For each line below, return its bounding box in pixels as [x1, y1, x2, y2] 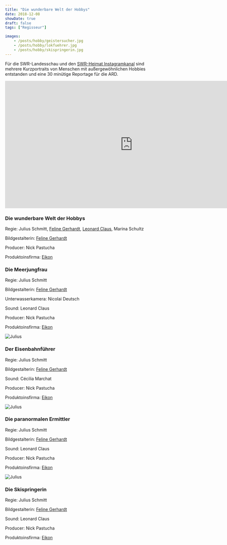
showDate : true [5, 16, 36, 21]
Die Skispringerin [5, 486, 47, 493]
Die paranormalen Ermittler [5, 416, 70, 423]
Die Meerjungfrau [5, 266, 48, 273]
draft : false [5, 20, 32, 26]
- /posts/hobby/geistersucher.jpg [14, 38, 83, 44]
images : [5, 34, 21, 39]
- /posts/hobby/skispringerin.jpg [14, 47, 83, 52]
